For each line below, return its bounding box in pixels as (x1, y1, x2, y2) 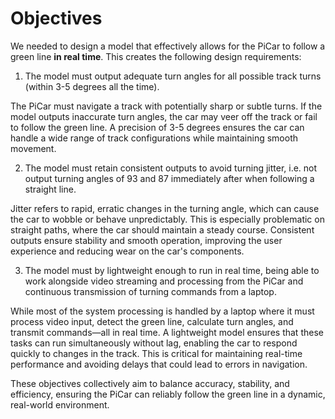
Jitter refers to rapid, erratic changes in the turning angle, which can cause (10, 202, 320, 214)
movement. (10, 142, 57, 154)
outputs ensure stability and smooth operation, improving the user (10, 234, 283, 246)
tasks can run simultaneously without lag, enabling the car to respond (10, 337, 298, 349)
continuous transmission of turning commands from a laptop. (24, 285, 277, 297)
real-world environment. (10, 398, 110, 411)
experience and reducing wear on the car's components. (10, 245, 245, 257)
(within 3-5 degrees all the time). (24, 80, 160, 92)
